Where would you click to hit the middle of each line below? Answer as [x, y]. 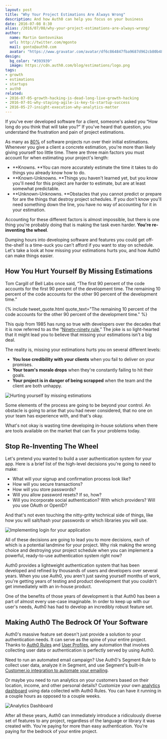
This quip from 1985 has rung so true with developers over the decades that [83, 324]
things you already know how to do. [49, 173]
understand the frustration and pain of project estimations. [65, 132]
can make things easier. [29, 256]
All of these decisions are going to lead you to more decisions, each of [77, 539]
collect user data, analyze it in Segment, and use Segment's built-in [74, 665]
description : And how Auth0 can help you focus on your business [74, 19]
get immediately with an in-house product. [48, 586]
